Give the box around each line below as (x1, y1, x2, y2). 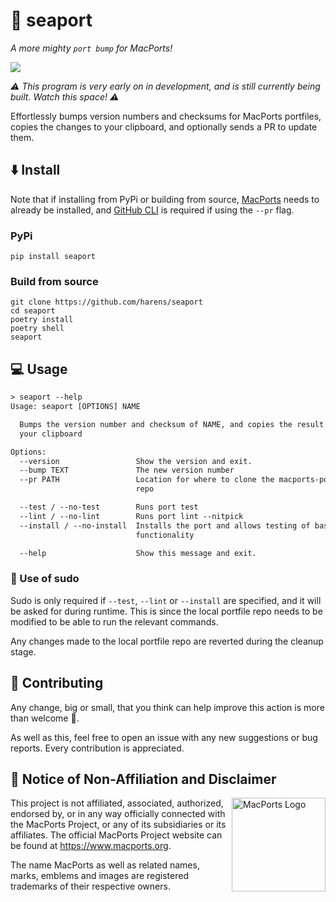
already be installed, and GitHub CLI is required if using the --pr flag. (10, 204, 295, 216)
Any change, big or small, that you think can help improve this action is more (10, 701, 325, 713)
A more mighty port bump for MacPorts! (10, 42, 173, 54)
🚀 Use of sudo (10, 572, 80, 586)
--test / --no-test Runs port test (19, 502, 199, 513)
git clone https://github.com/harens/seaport (10, 297, 203, 308)
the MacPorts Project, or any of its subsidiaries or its (10, 819, 227, 831)
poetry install (10, 315, 74, 325)
